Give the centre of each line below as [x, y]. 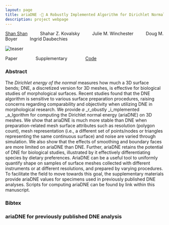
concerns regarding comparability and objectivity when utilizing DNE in [79, 104]
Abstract [16, 72]
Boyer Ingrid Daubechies [36, 39]
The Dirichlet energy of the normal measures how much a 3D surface [77, 82]
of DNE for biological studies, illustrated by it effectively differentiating [78, 152]
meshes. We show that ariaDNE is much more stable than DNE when [76, 120]
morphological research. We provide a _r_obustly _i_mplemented [72, 109]
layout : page [19, 10]
